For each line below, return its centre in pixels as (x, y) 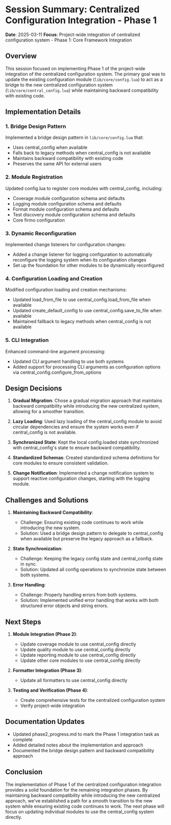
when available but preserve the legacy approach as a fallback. (87, 539)
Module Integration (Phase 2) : (45, 634)
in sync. (29, 564)
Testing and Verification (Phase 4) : (50, 690)
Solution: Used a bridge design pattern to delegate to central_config (92, 533)
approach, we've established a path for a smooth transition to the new (79, 800)
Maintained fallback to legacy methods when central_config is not (82, 321)
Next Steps (23, 622)
